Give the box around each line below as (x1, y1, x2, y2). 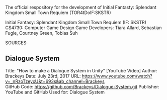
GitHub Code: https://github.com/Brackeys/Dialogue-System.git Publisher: (5, 83, 159, 89)
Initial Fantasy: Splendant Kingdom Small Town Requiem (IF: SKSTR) (5, 20, 147, 25)
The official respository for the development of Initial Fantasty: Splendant (5, 5, 157, 10)
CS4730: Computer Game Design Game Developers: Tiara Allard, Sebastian (5, 25, 162, 31)
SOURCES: (5, 40, 28, 46)
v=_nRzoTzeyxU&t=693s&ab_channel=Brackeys (5, 78, 105, 84)
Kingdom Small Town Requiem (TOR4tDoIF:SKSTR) (5, 10, 112, 16)
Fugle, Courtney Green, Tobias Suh (5, 30, 78, 36)
